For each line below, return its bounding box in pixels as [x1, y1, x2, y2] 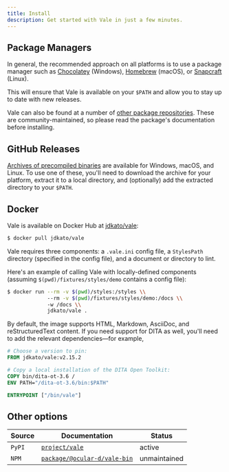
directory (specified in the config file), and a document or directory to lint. [7, 254, 216, 262]
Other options [7, 410, 68, 423]
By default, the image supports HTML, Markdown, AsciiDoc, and [7, 320, 190, 328]
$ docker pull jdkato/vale [7, 234, 85, 241]
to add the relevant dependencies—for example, [7, 335, 144, 343]
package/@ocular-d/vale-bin [41, 455, 133, 462]
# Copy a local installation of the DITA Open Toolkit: [7, 367, 171, 374]
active [140, 442, 160, 452]
